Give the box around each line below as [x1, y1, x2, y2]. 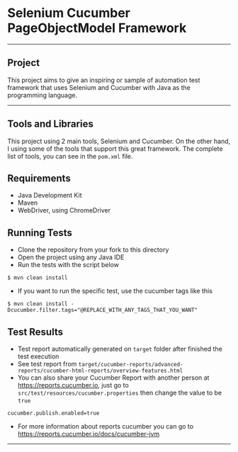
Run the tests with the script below [17, 261, 119, 269]
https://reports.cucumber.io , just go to [17, 381, 129, 389]
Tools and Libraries [7, 118, 93, 130]
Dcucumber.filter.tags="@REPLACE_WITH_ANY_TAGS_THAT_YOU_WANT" [7, 307, 198, 314]
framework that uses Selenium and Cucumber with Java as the [7, 83, 191, 91]
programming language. [7, 91, 78, 99]
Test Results [7, 326, 64, 338]
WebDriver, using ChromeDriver [17, 206, 111, 215]
